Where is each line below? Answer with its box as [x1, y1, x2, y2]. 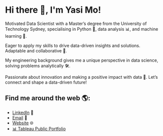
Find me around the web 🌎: [5, 94, 91, 102]
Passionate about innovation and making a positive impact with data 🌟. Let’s [5, 74, 158, 80]
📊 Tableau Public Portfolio [12, 126, 66, 132]
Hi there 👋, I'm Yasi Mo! [5, 4, 101, 16]
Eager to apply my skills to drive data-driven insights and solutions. [5, 43, 140, 48]
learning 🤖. [5, 33, 27, 39]
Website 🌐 [12, 120, 34, 126]
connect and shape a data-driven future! [5, 79, 87, 85]
